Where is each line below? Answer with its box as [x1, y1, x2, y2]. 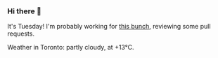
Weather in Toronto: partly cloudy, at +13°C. [7, 43, 135, 52]
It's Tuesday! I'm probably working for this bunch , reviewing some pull [7, 22, 211, 31]
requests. [7, 29, 35, 38]
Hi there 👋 [7, 6, 42, 16]
